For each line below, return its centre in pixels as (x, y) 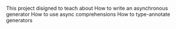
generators (19, 20)
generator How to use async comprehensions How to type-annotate (88, 14)
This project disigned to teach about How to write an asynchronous (87, 8)
